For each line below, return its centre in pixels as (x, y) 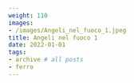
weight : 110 (28, 15)
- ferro (21, 67)
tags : (17, 52)
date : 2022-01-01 (37, 45)
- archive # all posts (46, 60)
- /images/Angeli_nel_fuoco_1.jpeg (67, 30)
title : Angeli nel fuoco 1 (53, 38)
